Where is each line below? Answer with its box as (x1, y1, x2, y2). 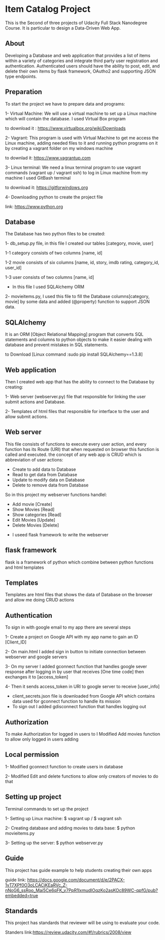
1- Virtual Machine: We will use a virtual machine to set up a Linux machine (5, 110, 157, 116)
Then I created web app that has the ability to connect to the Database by (5, 379, 155, 384)
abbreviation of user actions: (5, 456, 64, 462)
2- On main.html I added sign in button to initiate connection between (5, 649, 146, 655)
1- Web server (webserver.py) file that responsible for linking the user (5, 394, 146, 399)
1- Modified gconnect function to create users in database (5, 763, 123, 769)
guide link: (5, 877, 26, 883)
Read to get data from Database (12, 471, 77, 477)
